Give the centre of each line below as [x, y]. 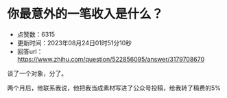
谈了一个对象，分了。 [37, 73]
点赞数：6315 [36, 34]
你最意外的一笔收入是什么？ [85, 14]
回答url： [30, 51]
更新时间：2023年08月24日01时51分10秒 [74, 42]
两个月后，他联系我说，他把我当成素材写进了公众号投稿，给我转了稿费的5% [114, 88]
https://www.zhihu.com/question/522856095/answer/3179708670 [111, 59]
